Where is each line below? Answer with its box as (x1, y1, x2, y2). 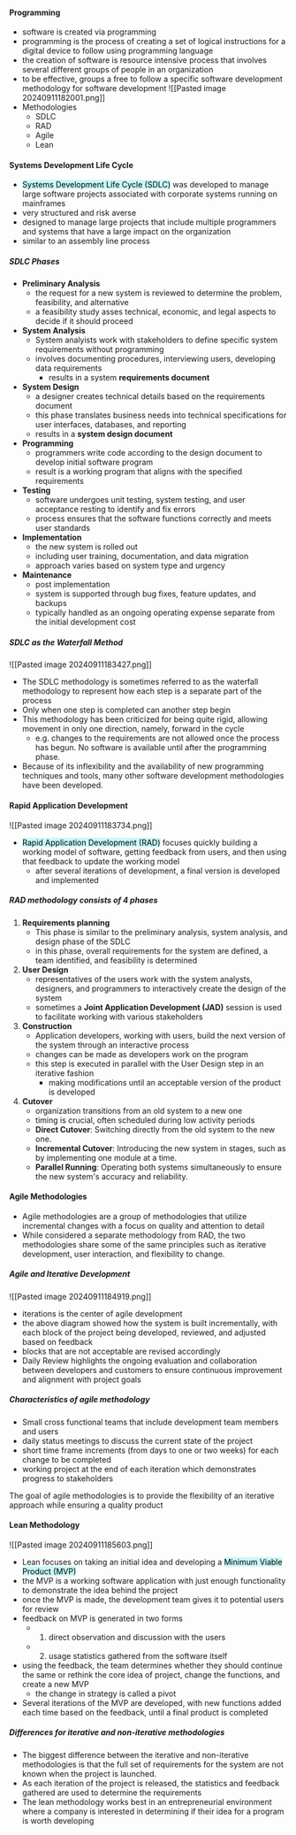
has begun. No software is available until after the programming (34, 742, 267, 753)
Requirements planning (21, 917, 110, 928)
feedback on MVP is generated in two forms (21, 1613, 183, 1624)
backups (34, 598, 68, 609)
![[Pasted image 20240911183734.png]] (9, 819, 153, 831)
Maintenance (21, 570, 72, 580)
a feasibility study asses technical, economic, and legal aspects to (34, 306, 277, 318)
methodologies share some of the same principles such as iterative (21, 1239, 267, 1249)
